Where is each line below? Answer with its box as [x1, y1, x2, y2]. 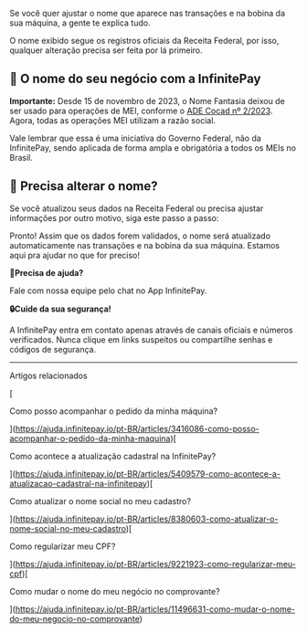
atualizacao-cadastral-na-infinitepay [9, 478, 148, 489]
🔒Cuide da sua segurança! [9, 303, 111, 314]
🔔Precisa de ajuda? [9, 267, 84, 278]
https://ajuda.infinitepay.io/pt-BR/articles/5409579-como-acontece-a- [15, 468, 281, 479]
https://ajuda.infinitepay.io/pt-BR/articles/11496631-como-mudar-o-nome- [15, 603, 295, 615]
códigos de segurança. [9, 343, 97, 354]
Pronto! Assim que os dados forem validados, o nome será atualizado [9, 230, 271, 241]
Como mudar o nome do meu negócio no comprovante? [9, 586, 221, 596]
